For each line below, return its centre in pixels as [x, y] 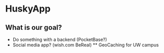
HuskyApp [28, 9]
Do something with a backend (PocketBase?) [60, 39]
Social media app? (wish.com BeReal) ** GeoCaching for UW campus [86, 45]
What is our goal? [34, 28]
